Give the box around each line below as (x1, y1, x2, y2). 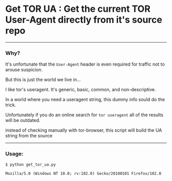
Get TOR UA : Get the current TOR (5, 3, 151, 15)
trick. (5, 102, 16, 108)
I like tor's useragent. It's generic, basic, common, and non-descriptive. (5, 87, 156, 93)
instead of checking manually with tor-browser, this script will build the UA (5, 127, 162, 133)
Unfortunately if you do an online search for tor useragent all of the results (5, 112, 164, 118)
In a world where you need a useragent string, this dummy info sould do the (5, 96, 165, 103)
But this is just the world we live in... (5, 76, 81, 83)
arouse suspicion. (5, 67, 43, 73)
